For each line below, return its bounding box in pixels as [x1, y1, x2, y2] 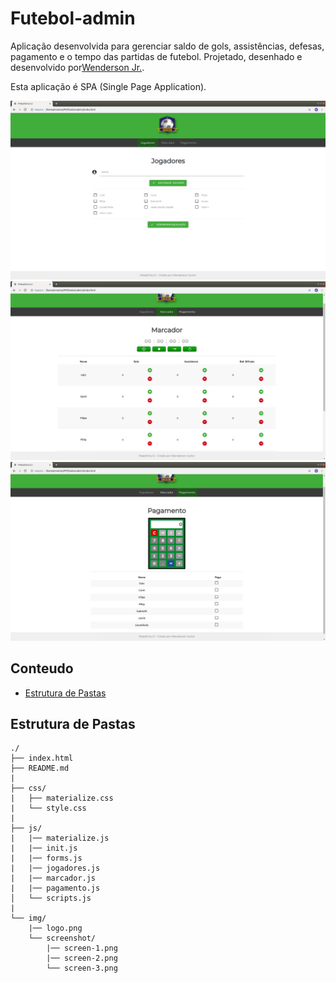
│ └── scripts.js [10, 893, 92, 904]
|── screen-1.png [46, 943, 118, 954]
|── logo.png [28, 923, 83, 934]
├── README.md [10, 763, 70, 774]
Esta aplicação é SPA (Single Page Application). [10, 80, 207, 92]
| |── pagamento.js [10, 883, 101, 894]
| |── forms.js [10, 853, 83, 864]
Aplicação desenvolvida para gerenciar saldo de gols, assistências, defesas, [10, 40, 325, 52]
